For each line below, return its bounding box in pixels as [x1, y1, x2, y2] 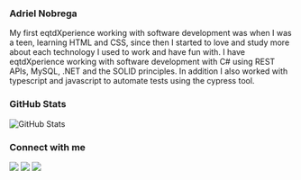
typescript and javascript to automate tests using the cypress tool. [9, 76, 255, 86]
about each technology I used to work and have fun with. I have [9, 47, 246, 58]
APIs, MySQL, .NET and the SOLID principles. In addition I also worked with [9, 66, 288, 76]
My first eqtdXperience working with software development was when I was [9, 28, 292, 39]
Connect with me [9, 140, 86, 153]
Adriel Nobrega [9, 7, 78, 20]
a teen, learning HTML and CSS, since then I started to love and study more [9, 37, 290, 48]
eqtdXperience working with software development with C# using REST [9, 57, 276, 67]
